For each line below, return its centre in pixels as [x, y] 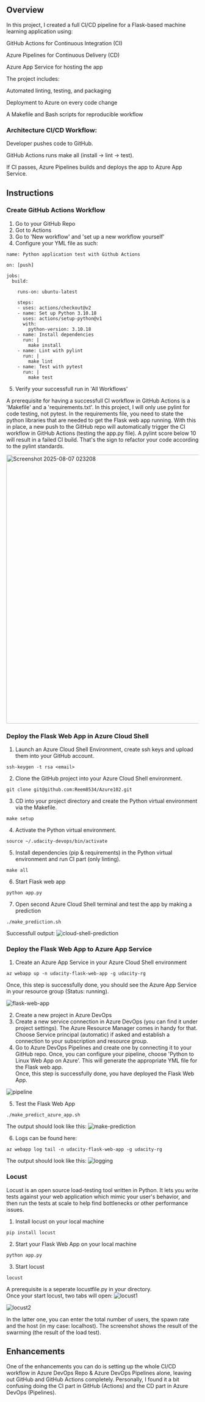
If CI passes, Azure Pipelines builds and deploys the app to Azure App [94, 167]
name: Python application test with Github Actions [73, 254]
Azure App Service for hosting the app [55, 67]
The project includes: [33, 78]
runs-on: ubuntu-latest [48, 292]
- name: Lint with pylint [50, 350]
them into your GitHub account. [55, 756]
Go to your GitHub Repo [45, 223]
